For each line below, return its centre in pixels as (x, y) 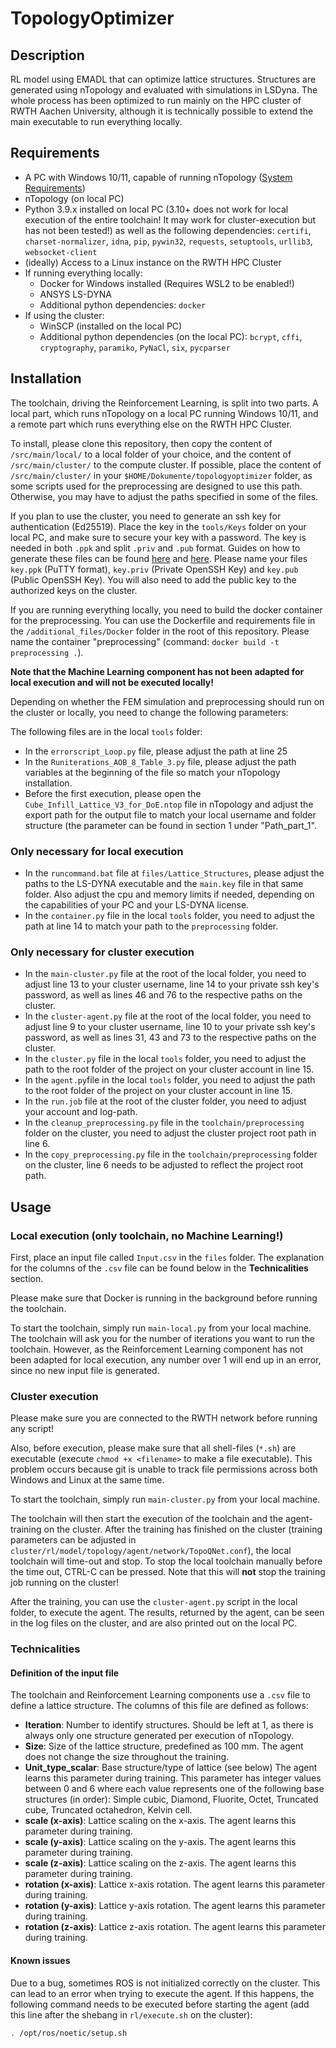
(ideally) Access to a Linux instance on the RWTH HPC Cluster (153, 262)
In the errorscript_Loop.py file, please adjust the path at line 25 (156, 751)
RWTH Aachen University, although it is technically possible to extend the (162, 111)
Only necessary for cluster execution (102, 952)
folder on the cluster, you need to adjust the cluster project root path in (170, 1133)
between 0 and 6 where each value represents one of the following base (174, 1789)
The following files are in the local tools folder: (106, 731)
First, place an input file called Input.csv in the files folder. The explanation (167, 1257)
